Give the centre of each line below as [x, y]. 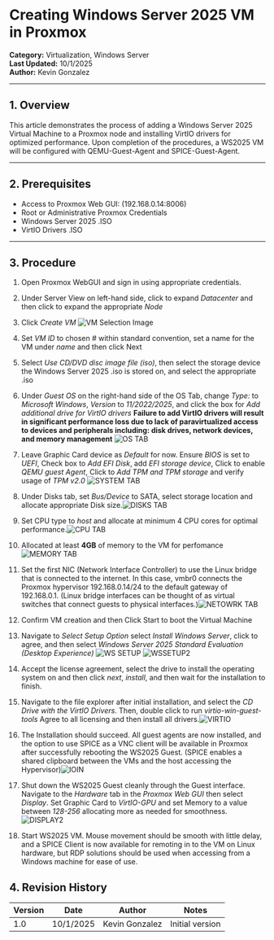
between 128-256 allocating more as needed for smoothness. [124, 811]
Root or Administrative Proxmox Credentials [94, 212]
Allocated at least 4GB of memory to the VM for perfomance [122, 545]
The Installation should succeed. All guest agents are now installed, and [141, 735]
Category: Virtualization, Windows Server [79, 55]
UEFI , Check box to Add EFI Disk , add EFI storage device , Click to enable [143, 463]
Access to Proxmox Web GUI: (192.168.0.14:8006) [104, 203]
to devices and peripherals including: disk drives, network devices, [137, 431]
